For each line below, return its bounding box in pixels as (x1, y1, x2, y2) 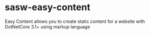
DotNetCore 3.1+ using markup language (5, 23, 90, 29)
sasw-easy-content (5, 2, 90, 13)
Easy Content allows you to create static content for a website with (5, 18, 145, 24)
